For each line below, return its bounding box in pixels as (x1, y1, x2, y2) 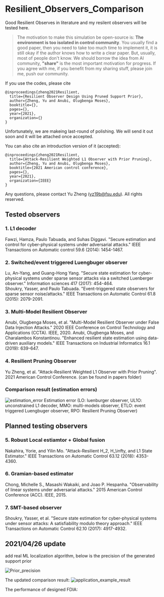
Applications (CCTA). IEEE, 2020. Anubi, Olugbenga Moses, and (5, 330, 134, 336)
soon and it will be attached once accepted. (5, 133, 94, 139)
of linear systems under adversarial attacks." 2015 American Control (5, 486, 143, 493)
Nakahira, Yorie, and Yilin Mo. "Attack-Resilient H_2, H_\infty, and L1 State (5, 448, 153, 454)
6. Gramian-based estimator (5, 470, 74, 477)
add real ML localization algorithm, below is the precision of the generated (5, 552, 155, 559)
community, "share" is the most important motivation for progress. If (17, 60, 156, 66)
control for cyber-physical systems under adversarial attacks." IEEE (5, 241, 141, 247)
